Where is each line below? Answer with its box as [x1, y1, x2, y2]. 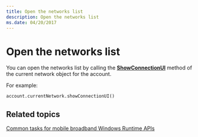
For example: [6, 82, 38, 89]
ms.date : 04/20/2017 [6, 19, 57, 25]
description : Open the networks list [6, 14, 99, 20]
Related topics [6, 109, 60, 119]
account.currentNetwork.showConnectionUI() [6, 93, 115, 99]
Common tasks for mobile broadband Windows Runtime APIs [6, 125, 155, 132]
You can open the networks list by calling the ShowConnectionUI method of [6, 64, 192, 71]
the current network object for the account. [6, 71, 112, 78]
